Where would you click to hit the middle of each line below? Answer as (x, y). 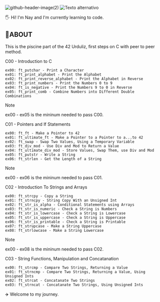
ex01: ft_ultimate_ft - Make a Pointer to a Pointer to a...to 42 (74, 137)
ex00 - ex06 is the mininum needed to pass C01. (54, 177)
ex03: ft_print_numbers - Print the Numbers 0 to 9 (59, 83)
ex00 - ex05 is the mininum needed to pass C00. (54, 114)
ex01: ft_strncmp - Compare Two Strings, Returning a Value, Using (75, 272)
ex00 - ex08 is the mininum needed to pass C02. (54, 249)
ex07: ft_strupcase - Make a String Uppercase (53, 226)
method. (13, 52)
